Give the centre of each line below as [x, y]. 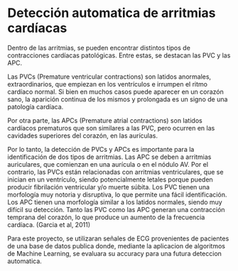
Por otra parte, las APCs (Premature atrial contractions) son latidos [105, 120]
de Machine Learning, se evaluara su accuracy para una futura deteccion [115, 253]
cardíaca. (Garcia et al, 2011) [49, 224]
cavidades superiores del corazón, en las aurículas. [83, 135]
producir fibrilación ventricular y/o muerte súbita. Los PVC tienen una [109, 187]
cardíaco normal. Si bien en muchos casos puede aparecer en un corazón [115, 92]
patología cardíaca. [36, 106]
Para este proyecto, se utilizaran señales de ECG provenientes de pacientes [118, 238]
